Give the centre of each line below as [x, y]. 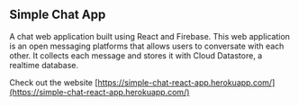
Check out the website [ [54, 82]
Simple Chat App [58, 15]
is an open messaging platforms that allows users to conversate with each [147, 46]
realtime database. [44, 65]
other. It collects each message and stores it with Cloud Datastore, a [136, 55]
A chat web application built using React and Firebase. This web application [150, 36]
